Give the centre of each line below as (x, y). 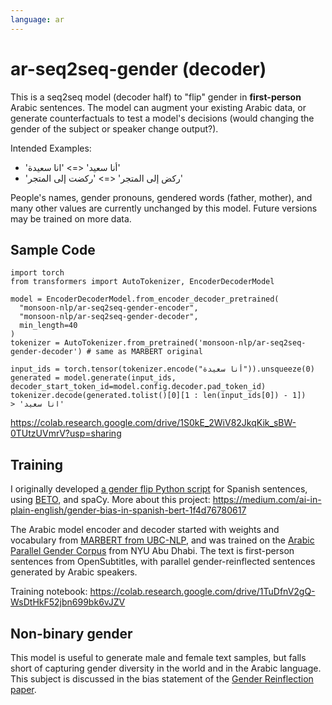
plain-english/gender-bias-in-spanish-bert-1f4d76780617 (128, 510)
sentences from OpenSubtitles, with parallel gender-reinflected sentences (163, 562)
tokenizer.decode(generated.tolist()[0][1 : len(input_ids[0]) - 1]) (158, 396)
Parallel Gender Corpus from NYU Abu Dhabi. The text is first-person (152, 551)
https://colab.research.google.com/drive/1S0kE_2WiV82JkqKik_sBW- (153, 423)
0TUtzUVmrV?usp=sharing (66, 433)
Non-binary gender (71, 633)
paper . (23, 689)
